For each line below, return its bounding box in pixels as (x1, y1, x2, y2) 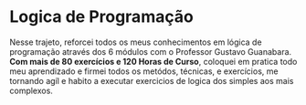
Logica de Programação (9, 6, 194, 27)
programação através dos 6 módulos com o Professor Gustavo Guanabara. (9, 46, 292, 57)
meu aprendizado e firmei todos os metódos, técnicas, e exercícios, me (9, 66, 279, 77)
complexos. (9, 85, 53, 96)
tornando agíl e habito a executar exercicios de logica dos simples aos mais (9, 75, 294, 86)
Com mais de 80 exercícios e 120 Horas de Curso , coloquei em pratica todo (9, 56, 298, 67)
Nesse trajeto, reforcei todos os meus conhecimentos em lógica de (9, 37, 262, 47)
